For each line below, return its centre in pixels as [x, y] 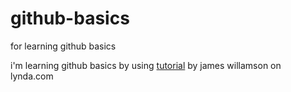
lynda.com [32, 76]
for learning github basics [63, 46]
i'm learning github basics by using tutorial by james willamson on [146, 65]
